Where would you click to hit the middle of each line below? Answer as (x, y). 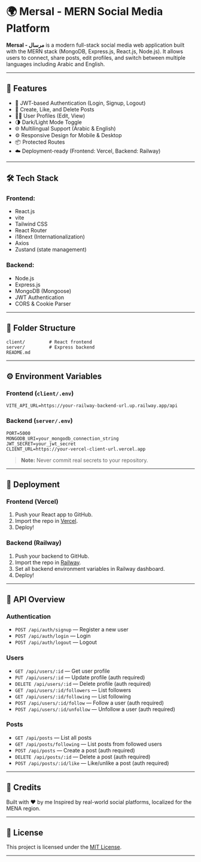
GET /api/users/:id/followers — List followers (73, 690)
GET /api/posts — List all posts (53, 737)
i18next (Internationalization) (50, 237)
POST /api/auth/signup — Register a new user (71, 630)
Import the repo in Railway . (48, 562)
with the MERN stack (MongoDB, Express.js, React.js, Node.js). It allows (95, 51)
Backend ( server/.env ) (39, 421)
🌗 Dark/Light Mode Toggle (48, 122)
